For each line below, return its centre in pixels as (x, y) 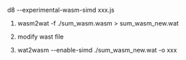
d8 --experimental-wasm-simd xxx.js (61, 10)
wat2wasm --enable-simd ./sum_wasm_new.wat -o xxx (97, 50)
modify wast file (41, 37)
